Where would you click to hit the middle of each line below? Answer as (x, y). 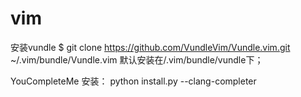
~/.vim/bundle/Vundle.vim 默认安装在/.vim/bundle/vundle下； (137, 59)
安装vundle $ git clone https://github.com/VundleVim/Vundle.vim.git (150, 47)
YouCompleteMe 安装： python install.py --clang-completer (133, 81)
